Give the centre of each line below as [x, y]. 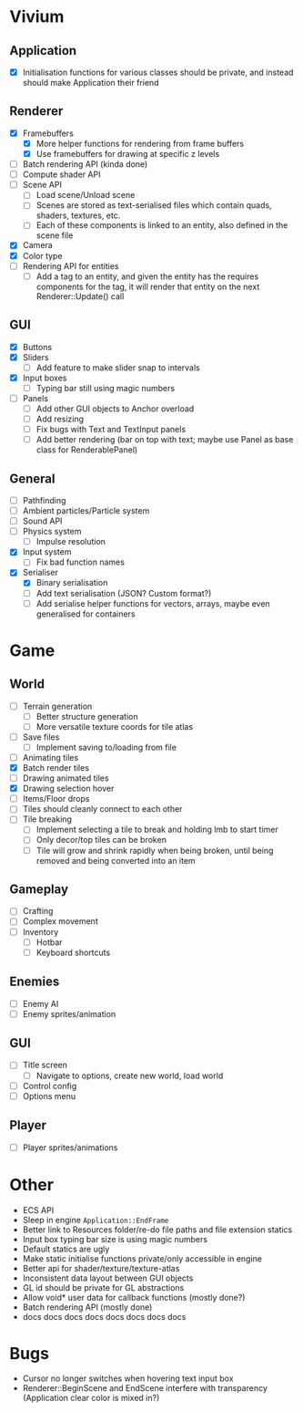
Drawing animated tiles [66, 778]
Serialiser [40, 573]
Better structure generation [87, 716]
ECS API [38, 1210]
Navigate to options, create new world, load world [130, 1075]
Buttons [37, 347]
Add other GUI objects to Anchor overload [115, 409]
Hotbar [49, 942]
